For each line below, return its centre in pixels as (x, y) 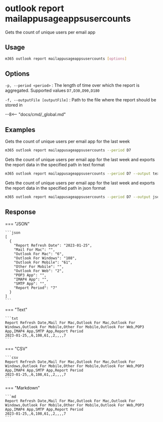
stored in (14, 105)
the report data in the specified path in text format (55, 165)
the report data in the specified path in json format (55, 188)
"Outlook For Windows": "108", (45, 258)
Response (21, 212)
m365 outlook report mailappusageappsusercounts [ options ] (66, 59)
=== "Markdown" (23, 388)
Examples (20, 130)
